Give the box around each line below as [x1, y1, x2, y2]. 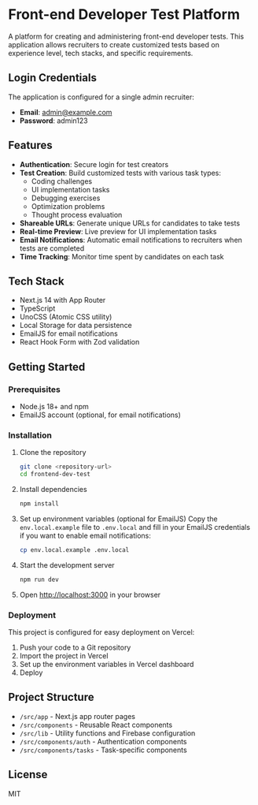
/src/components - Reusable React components [19, 720, 173, 729]
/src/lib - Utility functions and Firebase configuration [19, 728, 196, 738]
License [8, 768, 48, 781]
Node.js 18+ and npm [19, 402, 89, 412]
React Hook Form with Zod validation [19, 337, 140, 347]
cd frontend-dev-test [19, 471, 90, 479]
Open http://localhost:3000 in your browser [19, 590, 161, 599]
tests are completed [19, 243, 85, 253]
